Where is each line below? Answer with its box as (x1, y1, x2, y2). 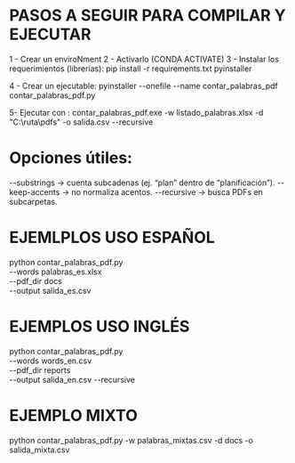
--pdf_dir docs (9, 275, 62, 286)
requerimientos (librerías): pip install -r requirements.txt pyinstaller (9, 63, 252, 74)
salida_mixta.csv (9, 444, 70, 455)
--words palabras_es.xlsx (9, 266, 102, 277)
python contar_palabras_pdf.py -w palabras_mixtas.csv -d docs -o (9, 435, 253, 445)
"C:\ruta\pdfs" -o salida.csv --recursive (9, 117, 154, 127)
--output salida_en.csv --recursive (9, 374, 136, 385)
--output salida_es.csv (9, 285, 92, 296)
